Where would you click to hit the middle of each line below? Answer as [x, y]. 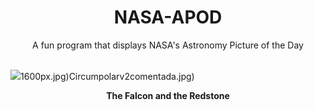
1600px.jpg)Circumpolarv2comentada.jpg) [107, 76]
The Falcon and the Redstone [168, 95]
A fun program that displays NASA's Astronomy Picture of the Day [168, 45]
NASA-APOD [168, 17]
